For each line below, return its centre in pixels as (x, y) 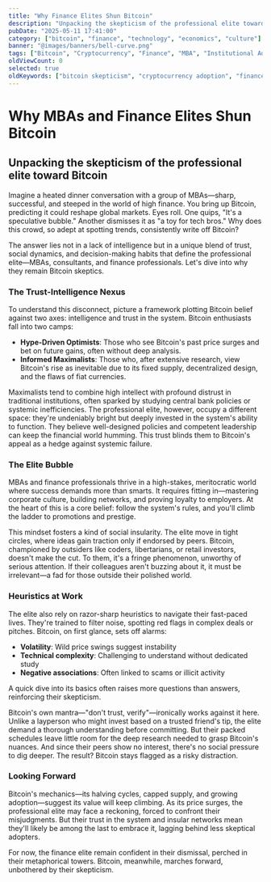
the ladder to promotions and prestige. (72, 517)
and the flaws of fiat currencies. (73, 376)
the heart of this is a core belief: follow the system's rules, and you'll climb (132, 508)
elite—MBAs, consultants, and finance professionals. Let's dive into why (128, 262)
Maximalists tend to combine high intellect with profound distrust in (120, 392)
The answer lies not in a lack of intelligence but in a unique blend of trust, (130, 245)
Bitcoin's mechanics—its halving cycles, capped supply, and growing (123, 794)
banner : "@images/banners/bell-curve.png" (81, 46)
